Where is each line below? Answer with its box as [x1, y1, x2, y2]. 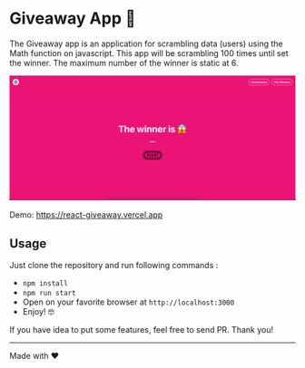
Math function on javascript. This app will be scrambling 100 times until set [9, 47, 289, 58]
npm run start [22, 289, 76, 298]
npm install [22, 279, 68, 288]
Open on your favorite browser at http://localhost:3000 [22, 296, 235, 307]
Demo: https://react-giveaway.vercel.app [9, 209, 163, 220]
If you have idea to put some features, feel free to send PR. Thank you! [9, 324, 274, 335]
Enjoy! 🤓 [22, 306, 54, 317]
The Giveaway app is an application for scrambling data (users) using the [9, 38, 283, 49]
